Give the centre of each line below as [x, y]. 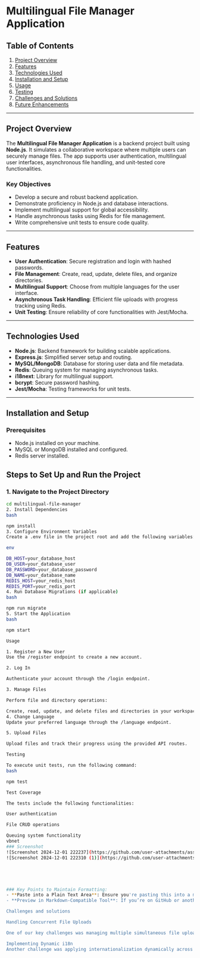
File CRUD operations [33, 825]
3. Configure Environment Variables [51, 532]
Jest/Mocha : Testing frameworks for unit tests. [73, 389]
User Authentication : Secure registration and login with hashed [93, 261]
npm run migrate [26, 608]
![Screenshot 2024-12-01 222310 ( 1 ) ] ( [54, 858]
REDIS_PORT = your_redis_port [41, 587]
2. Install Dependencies [37, 509]
